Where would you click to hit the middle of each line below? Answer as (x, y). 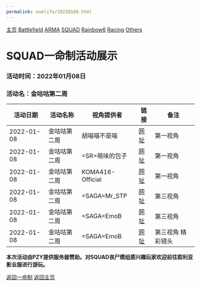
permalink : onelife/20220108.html (49, 12)
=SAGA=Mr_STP (104, 196)
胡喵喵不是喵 (100, 136)
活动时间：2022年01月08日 (46, 76)
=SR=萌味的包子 (104, 156)
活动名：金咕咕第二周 (37, 93)
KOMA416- (98, 172)
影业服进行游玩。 (27, 264)
